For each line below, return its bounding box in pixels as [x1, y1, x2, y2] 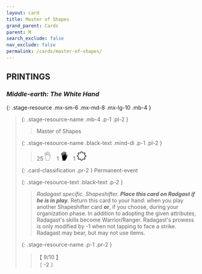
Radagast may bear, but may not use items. [36, 229, 145, 236]
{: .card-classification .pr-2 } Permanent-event [21, 166, 139, 174]
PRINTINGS [6, 72, 51, 82]
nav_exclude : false [6, 42, 56, 48]
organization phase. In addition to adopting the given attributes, [36, 209, 197, 217]
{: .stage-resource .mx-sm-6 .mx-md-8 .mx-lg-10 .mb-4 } [6, 104, 151, 111]
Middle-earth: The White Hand [6, 90, 99, 99]
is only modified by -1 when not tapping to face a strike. [36, 222, 177, 230]
